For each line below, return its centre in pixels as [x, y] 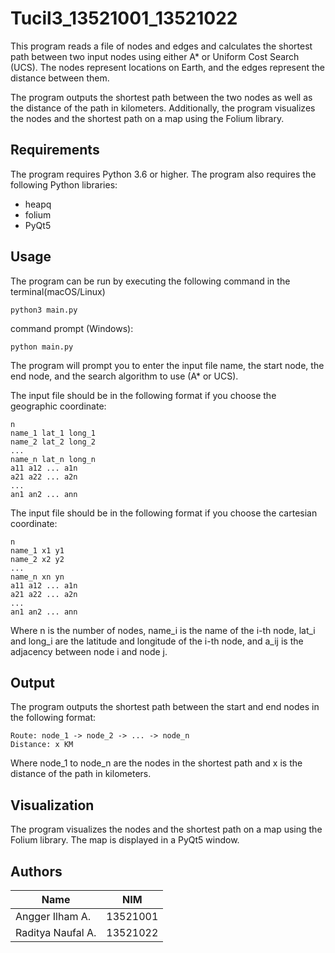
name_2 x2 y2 [37, 559]
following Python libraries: [64, 184]
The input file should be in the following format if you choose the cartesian [164, 513]
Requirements [55, 150]
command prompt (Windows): [72, 328]
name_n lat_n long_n [53, 459]
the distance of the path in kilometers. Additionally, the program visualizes [163, 108]
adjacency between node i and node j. [89, 651]
